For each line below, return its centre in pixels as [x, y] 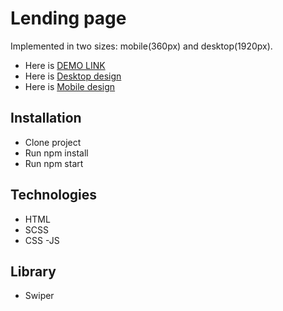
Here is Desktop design [73, 76]
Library [33, 271]
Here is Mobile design [70, 86]
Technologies [54, 195]
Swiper [39, 296]
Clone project [53, 142]
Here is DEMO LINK [65, 65]
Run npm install [56, 153]
